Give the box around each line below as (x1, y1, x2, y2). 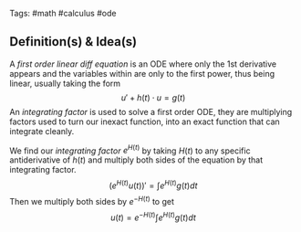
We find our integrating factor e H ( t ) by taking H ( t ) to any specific (9, 143, 251, 156)
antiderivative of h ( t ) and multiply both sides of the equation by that (9, 154, 264, 165)
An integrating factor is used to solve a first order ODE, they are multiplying (9, 106, 293, 117)
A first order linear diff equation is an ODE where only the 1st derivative (9, 58, 276, 69)
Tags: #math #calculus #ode (9, 8, 117, 18)
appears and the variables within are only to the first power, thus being (9, 68, 275, 79)
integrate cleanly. (9, 125, 75, 136)
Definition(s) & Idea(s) (9, 34, 138, 49)
